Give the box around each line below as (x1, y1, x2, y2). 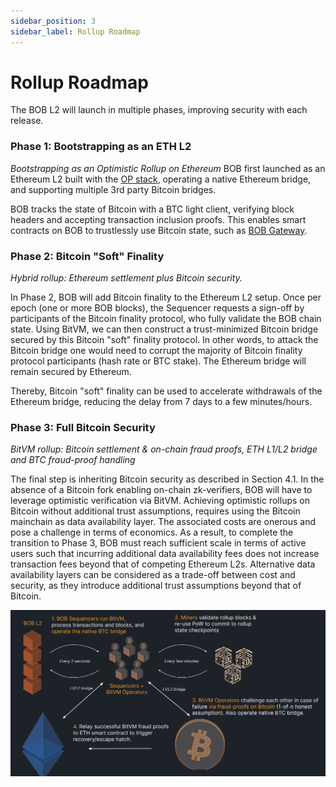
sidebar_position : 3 (10, 16, 97, 26)
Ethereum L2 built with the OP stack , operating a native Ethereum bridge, (10, 173, 312, 185)
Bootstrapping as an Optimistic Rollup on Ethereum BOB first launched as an (10, 162, 326, 174)
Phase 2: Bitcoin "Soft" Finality (10, 249, 165, 263)
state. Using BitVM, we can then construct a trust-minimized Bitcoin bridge (10, 323, 319, 335)
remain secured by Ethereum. (10, 366, 132, 378)
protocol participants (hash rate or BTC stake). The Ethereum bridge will (10, 355, 307, 367)
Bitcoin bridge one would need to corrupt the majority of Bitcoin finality (10, 345, 303, 357)
